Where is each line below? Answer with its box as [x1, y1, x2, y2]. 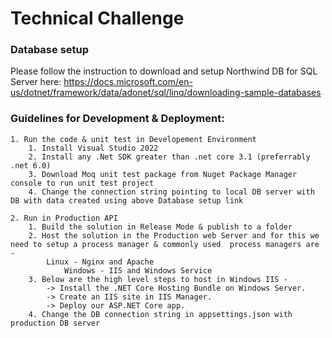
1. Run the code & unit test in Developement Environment [10, 134, 257, 144]
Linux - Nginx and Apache [46, 257, 155, 267]
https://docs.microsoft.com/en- [63, 76, 193, 88]
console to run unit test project [10, 178, 155, 188]
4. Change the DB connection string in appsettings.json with [28, 309, 293, 319]
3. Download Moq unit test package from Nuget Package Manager [28, 169, 298, 179]
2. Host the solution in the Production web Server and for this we [28, 230, 320, 241]
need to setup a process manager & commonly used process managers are [10, 239, 320, 249]
